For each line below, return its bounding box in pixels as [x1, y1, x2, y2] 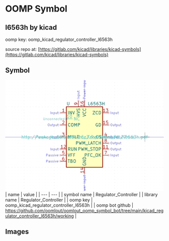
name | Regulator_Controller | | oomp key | [5, 197, 93, 203]
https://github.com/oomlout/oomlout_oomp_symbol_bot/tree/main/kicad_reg [5, 207, 164, 213]
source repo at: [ [5, 46, 40, 52]
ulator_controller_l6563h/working [5, 213, 74, 219]
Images [5, 227, 29, 236]
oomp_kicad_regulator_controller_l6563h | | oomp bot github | [5, 202, 133, 208]
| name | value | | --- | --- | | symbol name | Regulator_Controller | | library [5, 191, 158, 197]
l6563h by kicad [5, 23, 57, 32]
